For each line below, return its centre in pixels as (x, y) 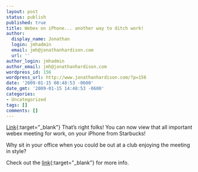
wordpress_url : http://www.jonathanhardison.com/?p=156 (76, 77)
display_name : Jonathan (40, 39)
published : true (26, 22)
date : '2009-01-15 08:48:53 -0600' (50, 83)
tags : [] (17, 105)
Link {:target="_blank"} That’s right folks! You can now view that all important (99, 127)
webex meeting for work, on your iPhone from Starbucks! (76, 134)
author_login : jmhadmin (35, 61)
